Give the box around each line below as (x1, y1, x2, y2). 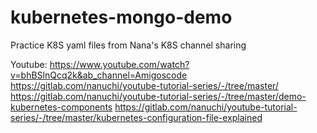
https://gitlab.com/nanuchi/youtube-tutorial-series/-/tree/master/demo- (10, 90, 307, 102)
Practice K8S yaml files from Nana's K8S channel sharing (10, 39, 247, 51)
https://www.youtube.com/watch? (49, 58, 190, 70)
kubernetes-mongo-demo (10, 6, 233, 29)
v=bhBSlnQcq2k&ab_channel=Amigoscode (10, 69, 188, 81)
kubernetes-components (10, 101, 113, 113)
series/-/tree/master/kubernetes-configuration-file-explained (10, 111, 263, 123)
